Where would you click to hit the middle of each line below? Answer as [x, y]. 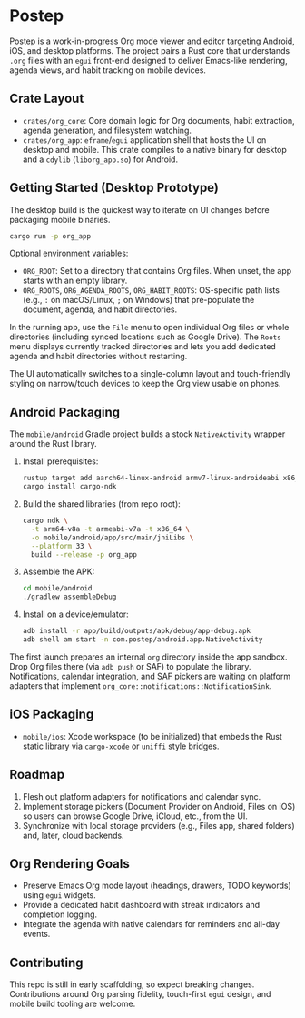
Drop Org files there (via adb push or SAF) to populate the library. [130, 666]
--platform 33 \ [62, 546]
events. [36, 934]
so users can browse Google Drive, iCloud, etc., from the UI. [135, 816]
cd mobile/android [57, 589]
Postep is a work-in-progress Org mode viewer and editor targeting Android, [152, 41]
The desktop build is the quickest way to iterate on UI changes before [139, 209]
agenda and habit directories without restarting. [98, 357]
